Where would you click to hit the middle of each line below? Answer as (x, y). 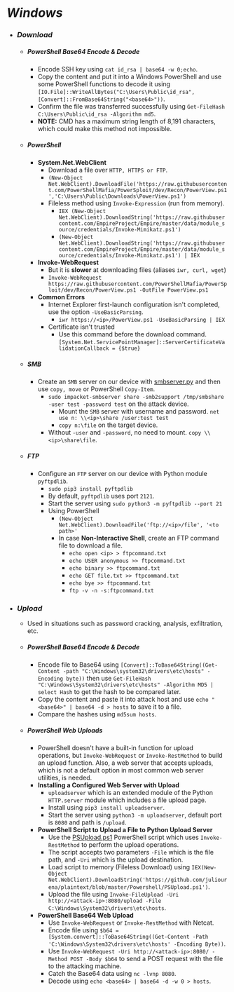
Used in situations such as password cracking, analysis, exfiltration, (125, 624)
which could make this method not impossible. (105, 129)
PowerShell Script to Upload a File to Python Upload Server (125, 830)
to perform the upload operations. (130, 845)
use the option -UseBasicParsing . (96, 312)
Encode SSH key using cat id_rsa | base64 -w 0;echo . (118, 69)
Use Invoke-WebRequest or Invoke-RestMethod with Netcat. (131, 923)
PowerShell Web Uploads (65, 730)
